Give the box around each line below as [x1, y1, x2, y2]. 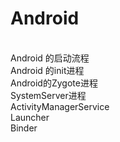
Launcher [10, 111, 50, 123]
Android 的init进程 [10, 64, 85, 76]
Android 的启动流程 [10, 52, 90, 64]
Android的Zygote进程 [10, 77, 98, 89]
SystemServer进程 [10, 89, 87, 101]
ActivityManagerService [10, 100, 110, 112]
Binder [10, 122, 38, 134]
